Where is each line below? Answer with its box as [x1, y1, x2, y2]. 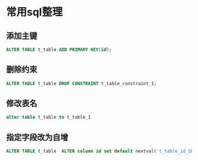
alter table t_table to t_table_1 [6, 115, 91, 120]
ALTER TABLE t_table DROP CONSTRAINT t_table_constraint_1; [6, 80, 157, 86]
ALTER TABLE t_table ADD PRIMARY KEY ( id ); [6, 47, 112, 53]
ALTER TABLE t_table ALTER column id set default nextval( [6, 148, 157, 154]
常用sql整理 [6, 5, 63, 19]
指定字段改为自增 [6, 132, 68, 142]
